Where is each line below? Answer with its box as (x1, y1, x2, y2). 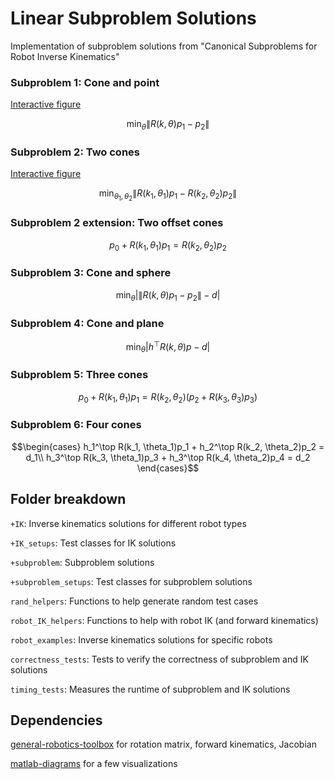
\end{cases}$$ (136, 462, 200, 474)
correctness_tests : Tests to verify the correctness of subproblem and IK (10, 653, 309, 665)
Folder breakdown (10, 491, 127, 508)
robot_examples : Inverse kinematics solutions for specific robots (10, 633, 273, 646)
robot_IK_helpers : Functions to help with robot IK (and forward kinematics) (10, 614, 319, 626)
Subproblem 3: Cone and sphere (10, 266, 172, 280)
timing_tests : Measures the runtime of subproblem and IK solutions (10, 683, 291, 695)
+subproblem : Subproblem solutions (10, 556, 155, 568)
